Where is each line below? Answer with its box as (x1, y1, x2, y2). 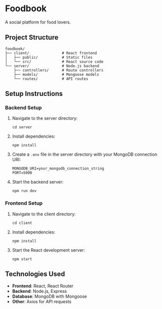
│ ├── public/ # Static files (5, 55, 93, 60)
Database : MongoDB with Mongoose (12, 293, 87, 299)
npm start (12, 257, 33, 261)
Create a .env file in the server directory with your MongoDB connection (12, 151, 158, 157)
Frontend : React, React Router (12, 283, 74, 289)
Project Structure (5, 33, 59, 42)
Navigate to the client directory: (12, 211, 76, 217)
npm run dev (12, 189, 37, 193)
